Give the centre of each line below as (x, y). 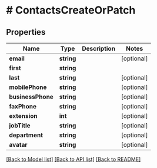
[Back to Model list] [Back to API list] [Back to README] (74, 159)
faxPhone (23, 106)
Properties (26, 32)
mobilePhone (28, 87)
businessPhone (31, 97)
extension (23, 116)
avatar (18, 145)
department (26, 135)
